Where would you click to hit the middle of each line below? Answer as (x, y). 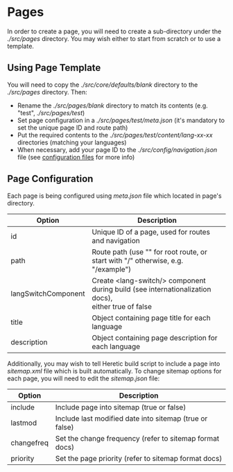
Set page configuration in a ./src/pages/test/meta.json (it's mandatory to (121, 120)
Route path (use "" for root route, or (150, 252)
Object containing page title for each (152, 318)
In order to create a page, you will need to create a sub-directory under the (114, 31)
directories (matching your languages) (72, 142)
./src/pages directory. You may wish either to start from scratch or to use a (114, 38)
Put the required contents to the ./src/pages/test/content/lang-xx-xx (115, 135)
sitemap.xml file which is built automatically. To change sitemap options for (114, 371)
